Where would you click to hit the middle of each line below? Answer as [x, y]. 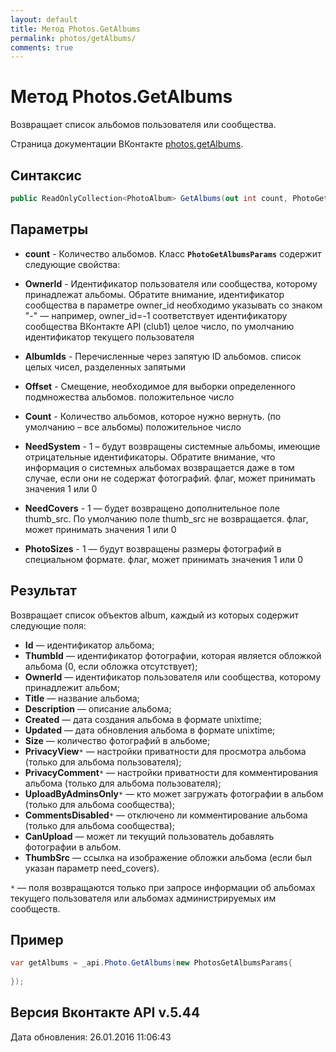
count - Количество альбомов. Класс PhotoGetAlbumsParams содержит [173, 253]
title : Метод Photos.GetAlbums [75, 29]
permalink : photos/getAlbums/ [73, 38]
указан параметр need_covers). [92, 868]
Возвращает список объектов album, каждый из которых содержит [155, 615]
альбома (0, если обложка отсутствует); [111, 666]
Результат [44, 591]
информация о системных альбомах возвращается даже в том [159, 467]
